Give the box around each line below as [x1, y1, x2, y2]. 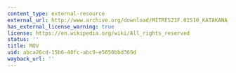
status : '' [7, 36, 39, 43]
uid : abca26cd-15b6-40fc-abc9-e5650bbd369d [7, 49, 137, 56]
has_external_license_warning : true [7, 23, 114, 30]
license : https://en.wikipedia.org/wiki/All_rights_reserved [7, 29, 190, 37]
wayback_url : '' [7, 56, 55, 63]
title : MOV [7, 42, 39, 49]
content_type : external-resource [7, 10, 105, 17]
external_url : [7, 17, 49, 24]
